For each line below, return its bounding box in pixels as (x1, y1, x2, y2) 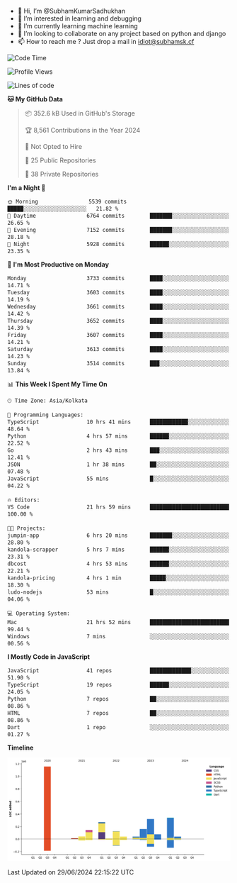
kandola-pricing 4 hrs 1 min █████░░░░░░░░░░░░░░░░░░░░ (7, 574, 230, 582)
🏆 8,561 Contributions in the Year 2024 (24, 126, 141, 134)
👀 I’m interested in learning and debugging (17, 14, 141, 23)
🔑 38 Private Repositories (24, 170, 99, 178)
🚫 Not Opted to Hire (24, 143, 83, 150)
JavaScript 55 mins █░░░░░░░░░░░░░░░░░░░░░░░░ (7, 475, 230, 482)
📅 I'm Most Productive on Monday (7, 260, 110, 269)
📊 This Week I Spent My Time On (7, 380, 108, 388)
